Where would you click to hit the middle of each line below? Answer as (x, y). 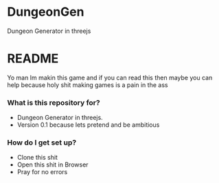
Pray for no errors (42, 172)
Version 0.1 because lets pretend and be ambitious (88, 125)
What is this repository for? (54, 102)
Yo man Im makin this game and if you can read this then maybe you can (110, 77)
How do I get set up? (42, 143)
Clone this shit (37, 158)
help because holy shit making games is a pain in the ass (88, 85)
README (33, 59)
